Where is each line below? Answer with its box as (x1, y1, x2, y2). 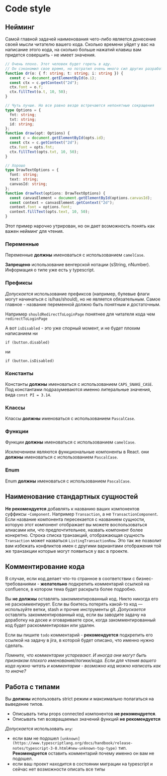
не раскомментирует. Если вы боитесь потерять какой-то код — (5, 601, 143, 607)
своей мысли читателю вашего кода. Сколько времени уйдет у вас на (5, 41, 155, 47)
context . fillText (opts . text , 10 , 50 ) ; (9, 209, 90, 214)
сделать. (5, 642, 24, 648)
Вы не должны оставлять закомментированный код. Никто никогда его (5, 596, 159, 602)
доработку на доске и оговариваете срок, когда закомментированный (5, 617, 156, 623)
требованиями (5, 581, 36, 587)
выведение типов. (5, 701, 44, 707)
